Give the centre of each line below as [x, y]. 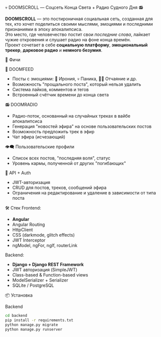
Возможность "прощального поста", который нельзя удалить [77, 84]
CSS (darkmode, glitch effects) [43, 235]
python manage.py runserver [34, 329]
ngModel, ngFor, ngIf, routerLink [45, 245]
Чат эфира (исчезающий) [39, 137]
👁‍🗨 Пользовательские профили [40, 147]
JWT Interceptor [29, 240]
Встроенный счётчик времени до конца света [60, 95]
